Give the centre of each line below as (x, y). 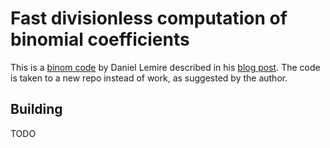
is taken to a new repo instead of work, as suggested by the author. (149, 78)
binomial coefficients (100, 39)
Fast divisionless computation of (149, 18)
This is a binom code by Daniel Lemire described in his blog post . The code (165, 67)
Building (36, 109)
